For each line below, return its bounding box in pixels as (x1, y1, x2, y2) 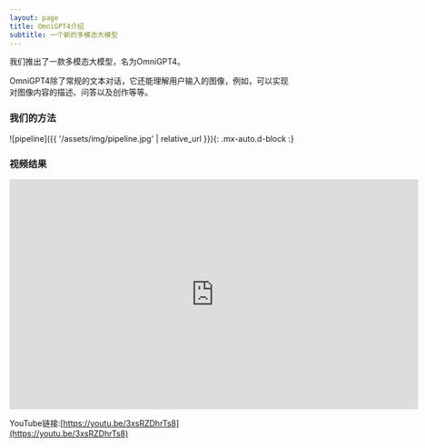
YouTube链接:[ (9, 417, 64, 428)
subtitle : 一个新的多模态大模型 (9, 30, 118, 39)
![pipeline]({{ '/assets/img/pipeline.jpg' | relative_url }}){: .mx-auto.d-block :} (9, 133, 295, 144)
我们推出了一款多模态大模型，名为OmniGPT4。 (9, 56, 186, 67)
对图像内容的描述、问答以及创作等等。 (9, 87, 153, 98)
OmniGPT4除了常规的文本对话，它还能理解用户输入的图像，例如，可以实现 (9, 75, 289, 86)
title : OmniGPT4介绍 (9, 22, 84, 31)
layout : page (9, 13, 59, 23)
